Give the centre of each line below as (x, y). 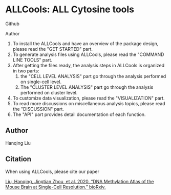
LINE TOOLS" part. (33, 60)
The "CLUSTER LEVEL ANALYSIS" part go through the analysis (87, 87)
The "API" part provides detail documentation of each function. (79, 114)
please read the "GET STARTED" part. (53, 49)
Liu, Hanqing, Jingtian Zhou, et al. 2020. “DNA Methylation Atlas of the (80, 181)
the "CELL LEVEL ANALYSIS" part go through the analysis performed (93, 76)
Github (12, 24)
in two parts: (26, 71)
